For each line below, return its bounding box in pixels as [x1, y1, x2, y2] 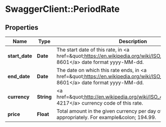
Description [119, 38, 147, 45]
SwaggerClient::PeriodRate [5, 3, 120, 15]
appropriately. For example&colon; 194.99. [56, 114, 157, 121]
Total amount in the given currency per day [56, 108, 157, 115]
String [37, 93, 52, 100]
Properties [5, 23, 39, 32]
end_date [7, 73, 31, 80]
